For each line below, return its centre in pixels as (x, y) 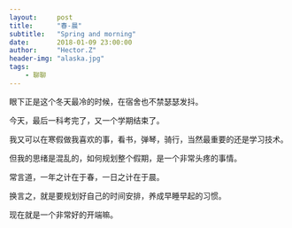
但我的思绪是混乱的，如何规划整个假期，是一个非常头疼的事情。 (125, 158)
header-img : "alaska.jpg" (57, 59)
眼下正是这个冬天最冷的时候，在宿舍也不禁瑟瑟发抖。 (106, 101)
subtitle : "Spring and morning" (73, 34)
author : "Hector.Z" (53, 51)
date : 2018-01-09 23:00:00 (71, 42)
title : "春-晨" (46, 26)
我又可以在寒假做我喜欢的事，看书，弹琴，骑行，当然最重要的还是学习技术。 (149, 139)
